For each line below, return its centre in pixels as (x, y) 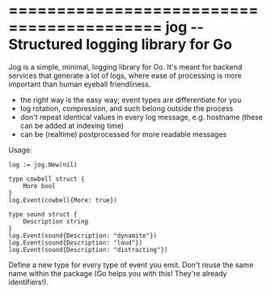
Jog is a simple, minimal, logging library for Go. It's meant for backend (125, 66)
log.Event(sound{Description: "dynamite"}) (83, 236)
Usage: (20, 150)
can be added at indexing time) (72, 126)
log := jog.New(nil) (43, 164)
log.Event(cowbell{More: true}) (63, 200)
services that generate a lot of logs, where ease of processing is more (125, 75)
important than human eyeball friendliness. (80, 84)
